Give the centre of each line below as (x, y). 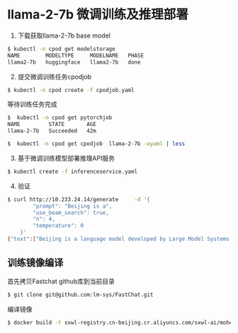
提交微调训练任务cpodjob (55, 77)
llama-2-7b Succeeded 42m (52, 131)
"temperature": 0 (58, 226)
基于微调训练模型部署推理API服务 (66, 158)
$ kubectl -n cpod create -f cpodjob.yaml (71, 90)
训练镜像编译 (35, 263)
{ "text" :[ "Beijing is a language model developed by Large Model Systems (119, 239)
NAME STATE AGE (52, 125)
